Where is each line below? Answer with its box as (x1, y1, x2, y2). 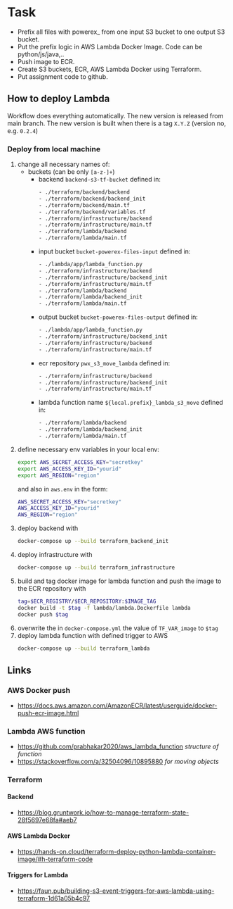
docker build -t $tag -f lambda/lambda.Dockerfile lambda (17, 604, 191, 611)
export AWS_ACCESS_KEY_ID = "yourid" (17, 465, 122, 472)
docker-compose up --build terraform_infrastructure (17, 564, 175, 571)
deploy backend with (17, 524, 79, 532)
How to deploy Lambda (7, 93, 110, 105)
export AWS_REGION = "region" (17, 472, 100, 479)
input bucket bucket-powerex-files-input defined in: (38, 247, 191, 256)
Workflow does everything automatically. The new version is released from (7, 111, 224, 120)
